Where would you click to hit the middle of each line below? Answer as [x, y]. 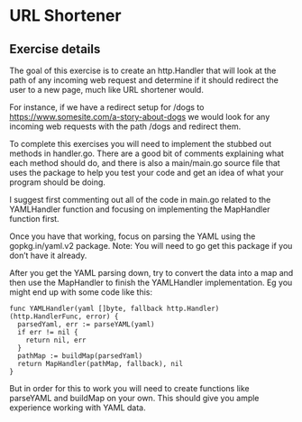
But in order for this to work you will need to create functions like [129, 388]
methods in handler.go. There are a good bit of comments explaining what [146, 153]
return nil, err [56, 340]
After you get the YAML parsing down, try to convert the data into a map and [151, 273]
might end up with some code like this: [81, 292]
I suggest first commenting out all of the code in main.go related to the [140, 200]
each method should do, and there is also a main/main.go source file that [145, 163]
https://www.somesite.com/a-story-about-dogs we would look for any [140, 117]
